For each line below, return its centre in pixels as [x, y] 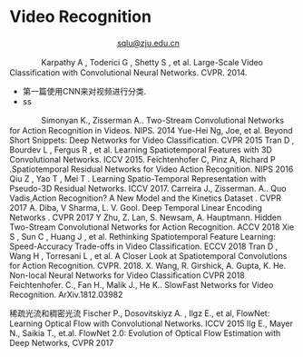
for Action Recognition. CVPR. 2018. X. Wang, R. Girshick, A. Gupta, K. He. [148, 265]
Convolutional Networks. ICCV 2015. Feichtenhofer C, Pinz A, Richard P [142, 159]
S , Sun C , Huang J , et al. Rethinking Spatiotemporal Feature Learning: [143, 236]
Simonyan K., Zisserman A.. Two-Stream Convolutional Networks [162, 120]
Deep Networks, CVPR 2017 [62, 342]
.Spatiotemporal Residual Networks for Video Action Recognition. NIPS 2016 [151, 169]
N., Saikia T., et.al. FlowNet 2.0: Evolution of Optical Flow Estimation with [145, 332]
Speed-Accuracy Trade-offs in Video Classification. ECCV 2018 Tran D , [144, 246]
